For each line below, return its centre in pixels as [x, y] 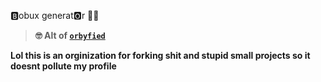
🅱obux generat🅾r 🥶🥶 [55, 15]
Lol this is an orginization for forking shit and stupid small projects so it [160, 55]
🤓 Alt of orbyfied [70, 35]
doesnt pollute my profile [63, 66]
